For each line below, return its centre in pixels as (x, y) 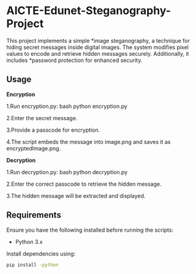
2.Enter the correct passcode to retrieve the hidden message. (84, 184)
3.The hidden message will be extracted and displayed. (76, 196)
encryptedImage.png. (34, 148)
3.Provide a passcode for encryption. (53, 130)
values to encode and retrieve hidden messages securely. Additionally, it (98, 53)
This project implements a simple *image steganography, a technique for (98, 40)
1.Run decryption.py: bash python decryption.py (67, 172)
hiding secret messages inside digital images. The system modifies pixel (97, 47)
